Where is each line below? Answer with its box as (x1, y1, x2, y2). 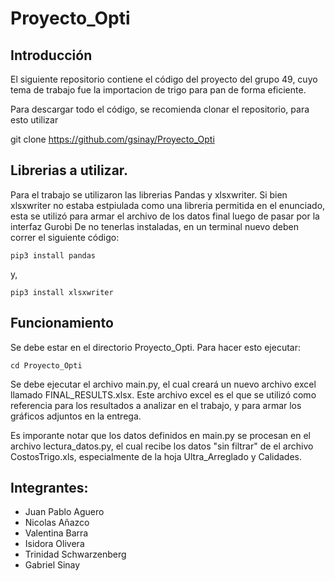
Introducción (10, 47, 93, 64)
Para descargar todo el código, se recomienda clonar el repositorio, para (10, 103, 310, 115)
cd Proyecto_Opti (10, 360, 83, 371)
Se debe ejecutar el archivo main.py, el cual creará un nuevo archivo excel (10, 378, 317, 390)
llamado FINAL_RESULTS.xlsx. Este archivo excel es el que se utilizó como (10, 388, 317, 401)
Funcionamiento (10, 315, 114, 332)
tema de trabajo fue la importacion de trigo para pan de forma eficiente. (10, 84, 307, 96)
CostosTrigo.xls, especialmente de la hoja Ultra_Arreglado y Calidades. (10, 450, 303, 462)
